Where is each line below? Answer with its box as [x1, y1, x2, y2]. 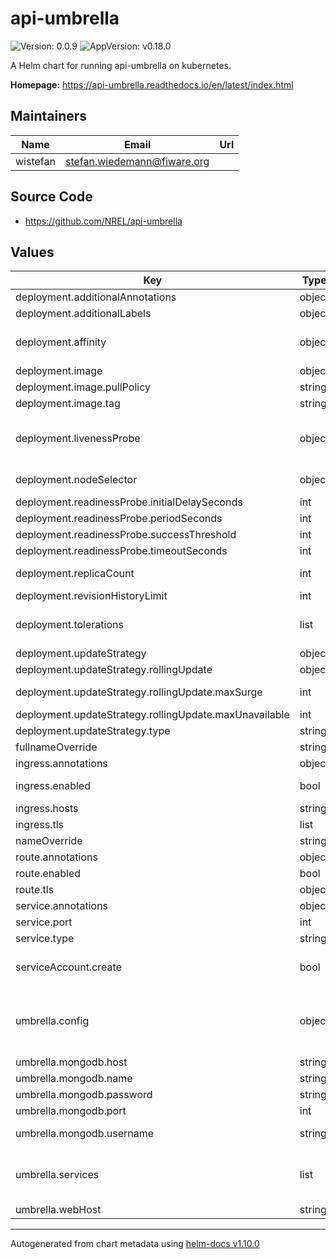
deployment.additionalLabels [15, 307, 152, 321]
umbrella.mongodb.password [15, 1088, 153, 1102]
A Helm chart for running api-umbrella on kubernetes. [10, 59, 232, 71]
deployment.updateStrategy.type [15, 724, 171, 738]
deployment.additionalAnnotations [15, 290, 177, 304]
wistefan [15, 154, 56, 168]
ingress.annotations [15, 757, 108, 771]
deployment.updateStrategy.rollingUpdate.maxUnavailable [15, 708, 290, 722]
